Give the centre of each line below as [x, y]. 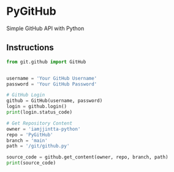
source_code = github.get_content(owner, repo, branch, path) [87, 157]
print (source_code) [31, 163]
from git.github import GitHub [46, 62]
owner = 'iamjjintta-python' [43, 129]
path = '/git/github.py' [38, 146]
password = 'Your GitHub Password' [52, 84]
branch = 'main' [27, 140]
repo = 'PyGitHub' [30, 135]
